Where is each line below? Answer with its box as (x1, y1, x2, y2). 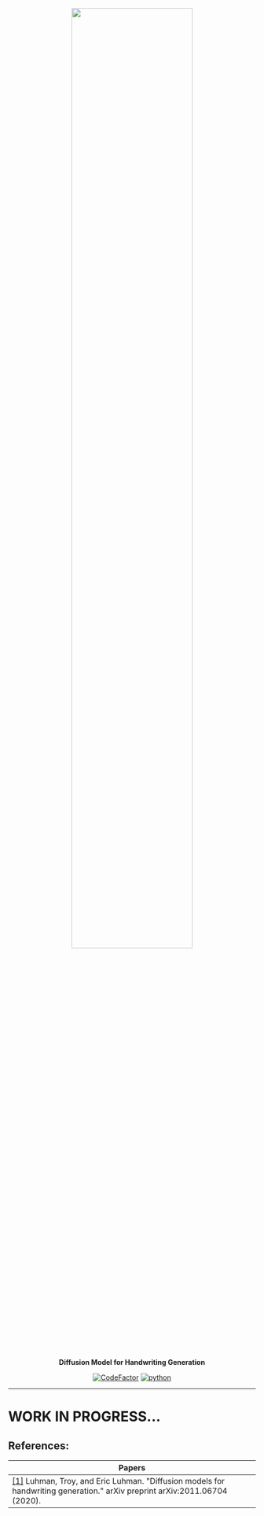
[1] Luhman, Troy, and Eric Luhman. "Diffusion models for (12, 1476, 225, 1486)
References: (8, 1439, 69, 1452)
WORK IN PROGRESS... (8, 1408, 161, 1425)
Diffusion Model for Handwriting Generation (58, 1358, 206, 1366)
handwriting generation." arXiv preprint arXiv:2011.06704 (12, 1485, 228, 1496)
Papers (118, 1462, 146, 1473)
